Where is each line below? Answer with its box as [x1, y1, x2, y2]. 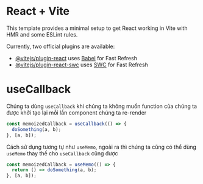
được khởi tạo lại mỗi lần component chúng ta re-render [6, 108, 147, 116]
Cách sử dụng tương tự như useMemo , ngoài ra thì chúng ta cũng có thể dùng [6, 143, 197, 150]
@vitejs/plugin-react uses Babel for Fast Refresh [15, 54, 138, 62]
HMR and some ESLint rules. [6, 30, 78, 38]
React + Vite [6, 4, 70, 18]
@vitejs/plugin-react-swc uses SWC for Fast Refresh [15, 61, 148, 68]
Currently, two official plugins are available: [6, 43, 115, 50]
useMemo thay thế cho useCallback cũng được [6, 149, 118, 157]
